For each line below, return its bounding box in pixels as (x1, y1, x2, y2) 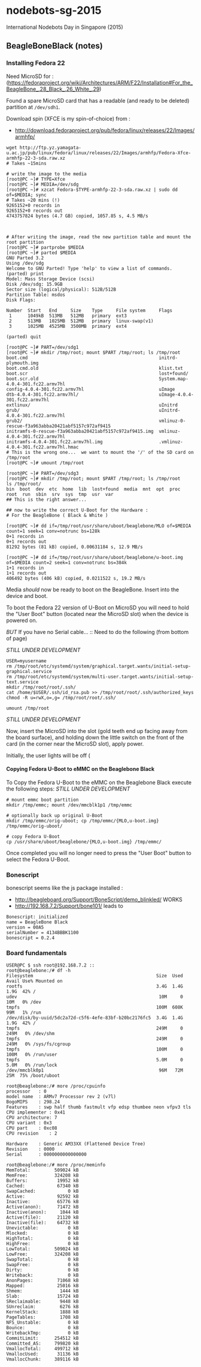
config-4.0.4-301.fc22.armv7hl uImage (6, 386, 175, 392)
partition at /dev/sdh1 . (6, 103, 60, 110)
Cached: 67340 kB (6, 1183, 79, 1189)
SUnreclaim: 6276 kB (6, 1304, 79, 1310)
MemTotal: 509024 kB (6, 1167, 79, 1174)
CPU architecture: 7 (6, 1115, 58, 1121)
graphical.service (6, 668, 52, 674)
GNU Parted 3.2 (6, 255, 44, 261)
